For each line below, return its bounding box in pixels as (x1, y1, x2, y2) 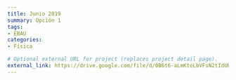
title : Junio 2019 (7, 10, 61, 18)
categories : (7, 36, 42, 44)
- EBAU (7, 29, 27, 37)
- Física (7, 43, 33, 50)
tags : (7, 23, 23, 30)
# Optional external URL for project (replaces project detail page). (7, 55, 218, 63)
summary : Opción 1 (7, 17, 61, 24)
